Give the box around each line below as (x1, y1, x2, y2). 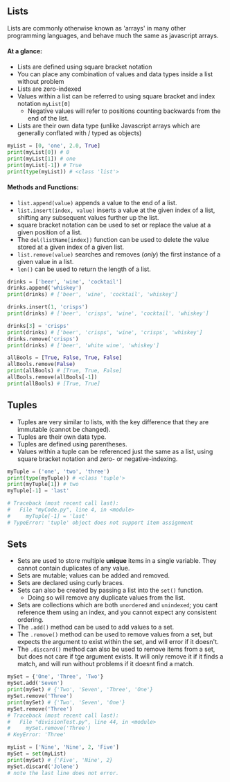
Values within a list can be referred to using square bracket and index (17, 92, 215, 101)
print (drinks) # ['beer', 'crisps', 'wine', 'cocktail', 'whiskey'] (7, 310, 209, 318)
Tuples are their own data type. (17, 433, 107, 441)
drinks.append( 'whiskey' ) (7, 284, 82, 292)
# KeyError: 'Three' (7, 731, 67, 738)
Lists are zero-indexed (17, 85, 82, 93)
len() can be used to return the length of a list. (17, 265, 151, 273)
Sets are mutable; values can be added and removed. (17, 571, 170, 580)
